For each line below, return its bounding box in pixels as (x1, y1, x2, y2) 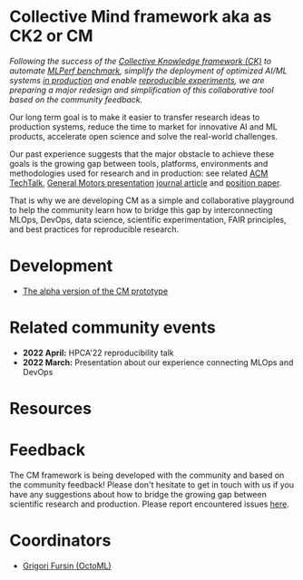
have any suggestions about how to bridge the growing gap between (9, 488, 268, 499)
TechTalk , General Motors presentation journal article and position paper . (9, 177, 282, 188)
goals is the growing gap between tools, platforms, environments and (9, 158, 269, 169)
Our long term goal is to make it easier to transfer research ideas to (9, 111, 260, 122)
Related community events (9, 317, 216, 338)
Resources (9, 399, 93, 419)
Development (9, 256, 113, 276)
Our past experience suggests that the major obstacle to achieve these (9, 148, 275, 159)
